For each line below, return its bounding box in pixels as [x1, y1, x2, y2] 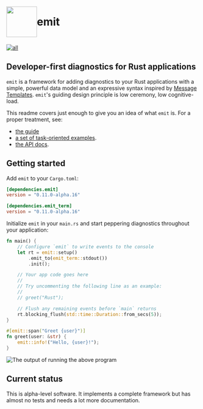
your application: [6, 226, 49, 234]
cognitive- [168, 90, 194, 98]
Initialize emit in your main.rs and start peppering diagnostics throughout [6, 220, 190, 227]
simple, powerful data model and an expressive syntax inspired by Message [6, 84, 197, 92]
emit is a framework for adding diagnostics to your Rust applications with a [6, 78, 194, 85]
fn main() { [6, 238, 37, 245]
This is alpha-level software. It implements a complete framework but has [6, 390, 191, 397]
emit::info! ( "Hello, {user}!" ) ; [17, 339, 99, 345]
